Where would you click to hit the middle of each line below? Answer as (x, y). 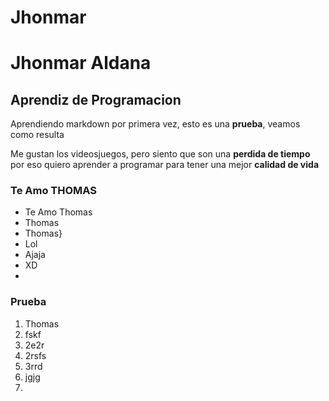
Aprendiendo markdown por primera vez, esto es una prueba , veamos (155, 124)
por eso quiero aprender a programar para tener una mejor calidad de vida (165, 165)
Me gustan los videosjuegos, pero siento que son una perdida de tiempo (160, 154)
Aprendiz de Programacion (96, 99)
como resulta (37, 135)
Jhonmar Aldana (81, 63)
